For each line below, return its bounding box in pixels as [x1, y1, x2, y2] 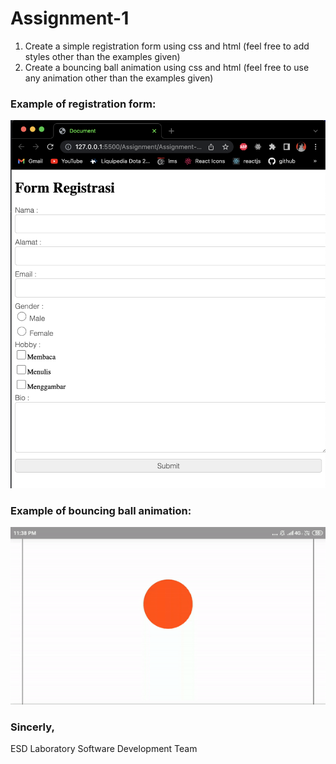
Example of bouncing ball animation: [10, 503, 192, 517]
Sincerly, [10, 720, 55, 734]
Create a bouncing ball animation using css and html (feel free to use [24, 61, 310, 73]
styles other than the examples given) [24, 50, 181, 62]
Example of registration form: [10, 97, 157, 111]
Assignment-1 [10, 7, 130, 30]
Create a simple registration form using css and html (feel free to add [24, 40, 310, 52]
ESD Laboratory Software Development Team [10, 743, 198, 755]
